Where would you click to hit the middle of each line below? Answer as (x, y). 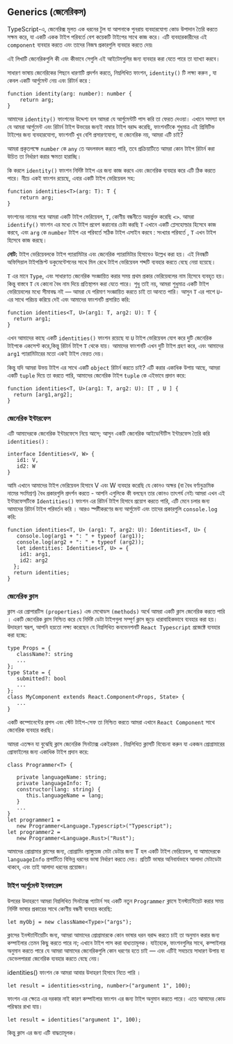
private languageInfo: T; (54, 784)
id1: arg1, (35, 555)
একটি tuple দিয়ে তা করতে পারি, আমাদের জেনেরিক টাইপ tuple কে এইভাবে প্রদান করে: (97, 375)
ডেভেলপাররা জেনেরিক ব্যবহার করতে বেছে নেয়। (54, 958)
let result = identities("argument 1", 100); (74, 1020)
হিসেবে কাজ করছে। (27, 240)
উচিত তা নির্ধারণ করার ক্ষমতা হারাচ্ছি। (45, 156)
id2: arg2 (34, 561)
